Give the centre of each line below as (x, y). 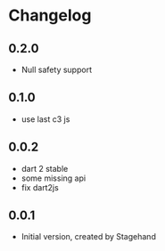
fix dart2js (40, 187)
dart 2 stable (45, 168)
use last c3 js (45, 119)
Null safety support (57, 69)
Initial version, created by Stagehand (89, 237)
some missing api (54, 178)
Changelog (50, 16)
